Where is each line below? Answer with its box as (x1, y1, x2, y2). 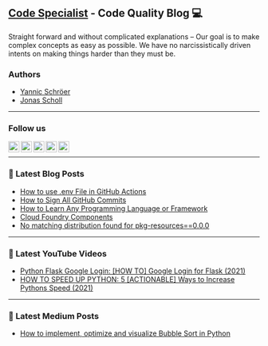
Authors (8, 69, 41, 80)
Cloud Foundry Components (19, 212, 113, 221)
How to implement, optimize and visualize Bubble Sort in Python (19, 328, 231, 338)
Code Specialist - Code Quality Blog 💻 (8, 6, 203, 20)
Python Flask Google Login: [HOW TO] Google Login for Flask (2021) (19, 266, 246, 276)
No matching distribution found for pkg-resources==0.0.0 (19, 221, 210, 230)
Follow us (8, 123, 46, 134)
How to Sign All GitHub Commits (19, 195, 127, 205)
